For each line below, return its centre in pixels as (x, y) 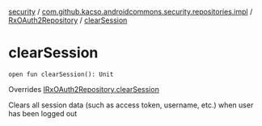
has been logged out (43, 113)
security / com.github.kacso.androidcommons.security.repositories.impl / (131, 12)
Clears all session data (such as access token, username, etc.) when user (131, 105)
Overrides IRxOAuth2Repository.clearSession (84, 89)
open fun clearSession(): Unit (61, 74)
